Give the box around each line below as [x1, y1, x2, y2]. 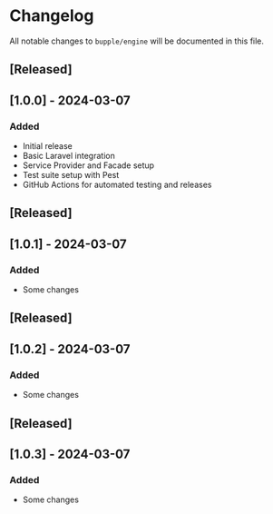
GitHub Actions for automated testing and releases [22, 179, 212, 191]
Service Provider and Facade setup [22, 160, 155, 171]
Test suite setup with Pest [22, 170, 120, 181]
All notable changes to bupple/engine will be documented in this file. [9, 35, 265, 46]
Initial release [22, 141, 73, 152]
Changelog [9, 5, 94, 26]
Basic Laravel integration [22, 151, 115, 162]
